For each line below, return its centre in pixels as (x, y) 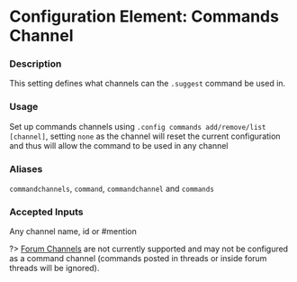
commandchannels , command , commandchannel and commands (112, 189)
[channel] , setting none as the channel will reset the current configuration (145, 136)
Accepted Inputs (46, 212)
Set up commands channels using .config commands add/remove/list (138, 126)
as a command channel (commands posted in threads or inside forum (138, 259)
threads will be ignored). (54, 268)
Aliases (26, 168)
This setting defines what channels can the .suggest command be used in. (148, 84)
